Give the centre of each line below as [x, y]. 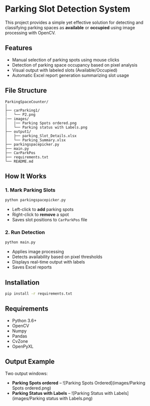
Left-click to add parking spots [43, 210]
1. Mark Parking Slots [30, 190]
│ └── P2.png [20, 115]
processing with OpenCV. [30, 33]
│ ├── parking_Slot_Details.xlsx [41, 136]
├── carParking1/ [22, 110]
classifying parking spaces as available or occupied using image [70, 27]
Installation [22, 282]
